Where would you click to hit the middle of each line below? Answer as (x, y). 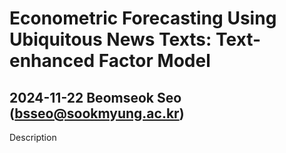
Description (33, 137)
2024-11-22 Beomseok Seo (95, 97)
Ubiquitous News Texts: (110, 39)
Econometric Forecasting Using (143, 18)
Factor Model (154, 61)
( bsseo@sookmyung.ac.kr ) (97, 113)
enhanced (52, 61)
